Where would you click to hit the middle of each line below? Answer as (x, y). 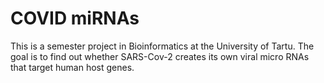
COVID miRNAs (75, 18)
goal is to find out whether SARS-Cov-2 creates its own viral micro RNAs (160, 56)
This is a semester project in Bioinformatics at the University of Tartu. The (162, 46)
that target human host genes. (72, 67)
